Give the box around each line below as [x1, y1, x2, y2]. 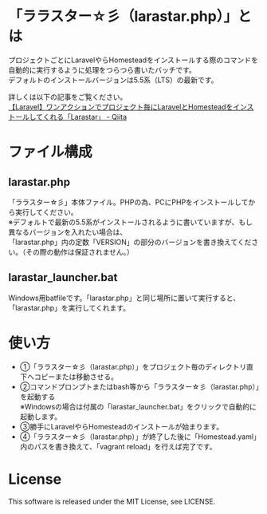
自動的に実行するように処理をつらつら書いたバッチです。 [8, 65, 197, 74]
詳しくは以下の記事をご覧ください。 [8, 92, 128, 101]
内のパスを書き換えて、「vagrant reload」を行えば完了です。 [19, 441, 217, 451]
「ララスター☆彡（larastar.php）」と [8, 7, 252, 26]
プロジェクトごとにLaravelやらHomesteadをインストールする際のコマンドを [8, 55, 259, 65]
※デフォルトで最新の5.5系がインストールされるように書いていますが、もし [8, 217, 253, 227]
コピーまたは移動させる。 [33, 372, 118, 382]
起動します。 [19, 412, 62, 421]
